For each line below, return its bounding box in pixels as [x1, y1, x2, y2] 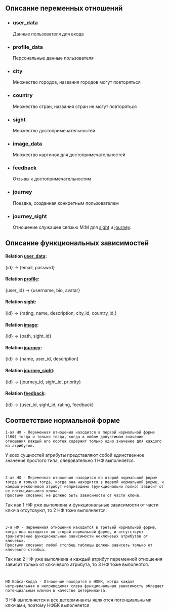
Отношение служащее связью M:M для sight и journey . [12, 224, 132, 230]
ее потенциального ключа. [5, 488, 60, 493]
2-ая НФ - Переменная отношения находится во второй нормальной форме [5, 475, 157, 480]
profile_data [12, 43, 43, 50]
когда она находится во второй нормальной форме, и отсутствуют [5, 529, 144, 534]
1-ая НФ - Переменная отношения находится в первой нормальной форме [5, 429, 155, 435]
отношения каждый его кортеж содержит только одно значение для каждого [5, 439, 162, 444]
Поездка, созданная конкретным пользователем [12, 200, 119, 206]
